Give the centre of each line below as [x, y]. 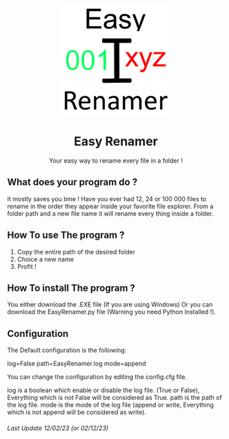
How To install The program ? [71, 288]
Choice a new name [46, 259]
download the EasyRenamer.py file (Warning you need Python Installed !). [111, 312]
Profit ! [27, 266]
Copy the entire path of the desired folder [76, 252]
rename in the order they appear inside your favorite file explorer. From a [110, 206]
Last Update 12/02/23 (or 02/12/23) [58, 428]
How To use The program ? [66, 235]
